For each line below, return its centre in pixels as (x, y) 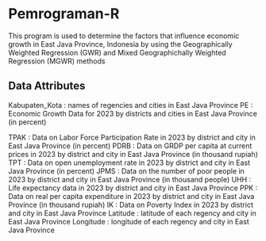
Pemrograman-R (64, 14)
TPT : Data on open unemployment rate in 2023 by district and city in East (129, 163)
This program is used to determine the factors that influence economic (124, 36)
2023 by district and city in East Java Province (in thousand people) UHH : (130, 179)
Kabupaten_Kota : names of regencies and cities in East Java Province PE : (131, 105)
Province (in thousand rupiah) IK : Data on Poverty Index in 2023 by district (131, 205)
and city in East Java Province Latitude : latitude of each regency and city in (132, 213)
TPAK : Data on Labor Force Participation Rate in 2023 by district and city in (132, 137)
